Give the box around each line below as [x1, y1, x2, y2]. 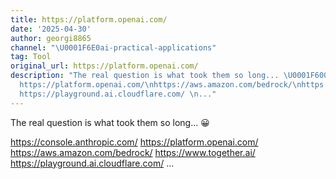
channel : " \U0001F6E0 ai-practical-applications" [10, 42, 217, 53]
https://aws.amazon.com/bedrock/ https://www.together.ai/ [10, 146, 256, 158]
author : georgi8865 [10, 33, 92, 43]
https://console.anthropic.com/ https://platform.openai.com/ [10, 136, 259, 148]
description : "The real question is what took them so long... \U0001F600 [10, 71, 329, 81]
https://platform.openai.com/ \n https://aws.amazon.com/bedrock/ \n [19, 80, 302, 90]
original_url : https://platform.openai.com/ [10, 61, 199, 71]
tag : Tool [10, 52, 52, 62]
